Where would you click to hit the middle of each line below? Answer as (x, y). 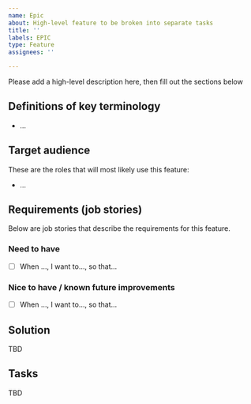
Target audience (49, 151)
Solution (29, 330)
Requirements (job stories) (75, 210)
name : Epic (26, 15)
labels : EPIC (30, 38)
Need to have (34, 249)
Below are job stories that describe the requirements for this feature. (119, 228)
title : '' (24, 30)
